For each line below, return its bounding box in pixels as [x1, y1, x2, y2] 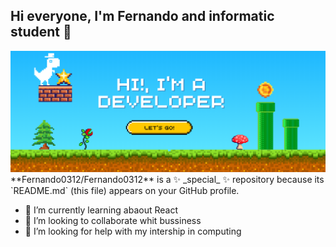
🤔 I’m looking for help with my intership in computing [24, 225, 242, 238]
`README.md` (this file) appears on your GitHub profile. [10, 185, 240, 197]
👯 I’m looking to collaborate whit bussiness [24, 215, 202, 227]
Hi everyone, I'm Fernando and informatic [10, 8, 275, 25]
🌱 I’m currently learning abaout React [24, 204, 178, 216]
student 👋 [10, 24, 72, 41]
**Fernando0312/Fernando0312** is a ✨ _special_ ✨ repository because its [10, 174, 325, 186]
